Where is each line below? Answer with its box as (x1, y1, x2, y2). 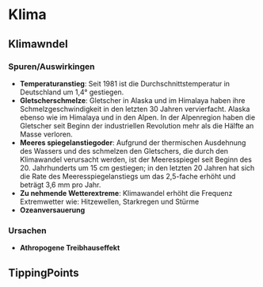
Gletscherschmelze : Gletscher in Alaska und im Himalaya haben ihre (19, 95, 246, 105)
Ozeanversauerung (19, 205, 86, 215)
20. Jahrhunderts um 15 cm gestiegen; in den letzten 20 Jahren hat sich (19, 163, 255, 172)
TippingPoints (8, 266, 79, 279)
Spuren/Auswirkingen (8, 61, 95, 72)
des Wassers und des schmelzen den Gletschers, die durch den (19, 146, 228, 155)
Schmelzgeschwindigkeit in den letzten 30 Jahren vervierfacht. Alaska (19, 104, 250, 113)
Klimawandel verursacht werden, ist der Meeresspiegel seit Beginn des (19, 155, 252, 164)
